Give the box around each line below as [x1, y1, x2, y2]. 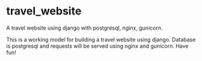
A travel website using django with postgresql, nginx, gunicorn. [6, 24, 163, 31]
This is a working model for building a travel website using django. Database [6, 36, 196, 43]
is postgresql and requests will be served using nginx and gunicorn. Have [6, 42, 189, 50]
